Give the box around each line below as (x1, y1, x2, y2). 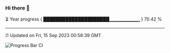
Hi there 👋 (5, 4, 30, 11)
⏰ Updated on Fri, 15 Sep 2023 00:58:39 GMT (5, 32, 101, 38)
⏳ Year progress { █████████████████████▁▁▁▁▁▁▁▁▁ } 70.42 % (5, 16, 162, 22)
